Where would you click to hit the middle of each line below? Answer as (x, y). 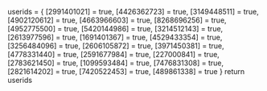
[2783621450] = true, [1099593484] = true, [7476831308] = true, (116, 63)
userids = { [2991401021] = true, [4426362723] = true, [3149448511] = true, (133, 12)
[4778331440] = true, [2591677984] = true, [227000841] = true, (114, 54)
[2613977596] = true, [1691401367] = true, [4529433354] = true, (115, 37)
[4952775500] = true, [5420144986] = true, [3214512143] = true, (115, 29)
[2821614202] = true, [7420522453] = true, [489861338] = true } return (126, 71)
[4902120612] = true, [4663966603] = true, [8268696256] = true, (117, 20)
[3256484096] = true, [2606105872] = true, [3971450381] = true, (116, 46)
